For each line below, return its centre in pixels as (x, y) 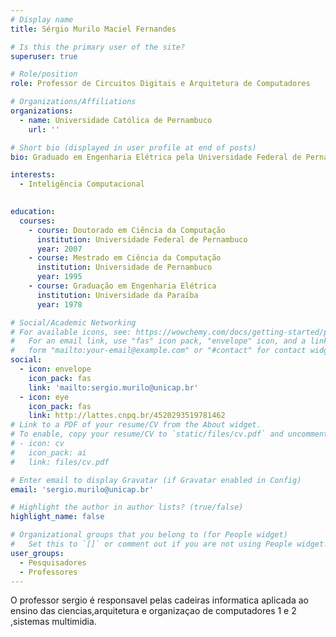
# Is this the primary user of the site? (98, 47)
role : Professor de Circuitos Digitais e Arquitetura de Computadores (160, 84)
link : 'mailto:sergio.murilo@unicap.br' (113, 387)
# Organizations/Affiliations (73, 102)
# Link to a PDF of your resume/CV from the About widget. (136, 425)
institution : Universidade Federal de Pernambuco (142, 239)
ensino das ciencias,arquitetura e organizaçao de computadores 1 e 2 (153, 611)
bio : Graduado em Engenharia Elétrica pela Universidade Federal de (156, 157)
